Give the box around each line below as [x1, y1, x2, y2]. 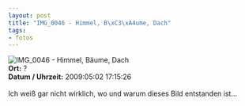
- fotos [8, 33, 34, 42]
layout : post [8, 11, 51, 20]
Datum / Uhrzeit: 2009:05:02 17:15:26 [8, 72, 132, 81]
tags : [8, 26, 26, 34]
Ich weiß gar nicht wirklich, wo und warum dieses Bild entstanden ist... [8, 89, 238, 99]
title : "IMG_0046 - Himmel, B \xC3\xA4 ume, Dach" [8, 19, 171, 27]
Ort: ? [8, 64, 28, 74]
